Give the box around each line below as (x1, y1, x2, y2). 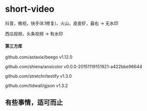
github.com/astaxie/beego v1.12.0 (5, 54, 73, 60)
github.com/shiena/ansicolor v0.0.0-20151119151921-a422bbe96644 (5, 64, 143, 70)
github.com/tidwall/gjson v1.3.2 (5, 83, 68, 89)
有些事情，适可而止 (5, 98, 63, 107)
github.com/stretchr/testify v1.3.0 (5, 73, 72, 79)
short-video (5, 3, 55, 15)
